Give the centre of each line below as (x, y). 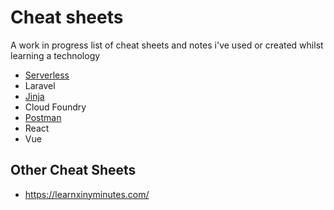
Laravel (40, 85)
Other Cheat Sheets (73, 170)
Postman (43, 117)
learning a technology (55, 55)
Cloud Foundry (55, 107)
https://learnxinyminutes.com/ (87, 194)
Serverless (47, 75)
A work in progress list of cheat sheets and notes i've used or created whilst (167, 45)
